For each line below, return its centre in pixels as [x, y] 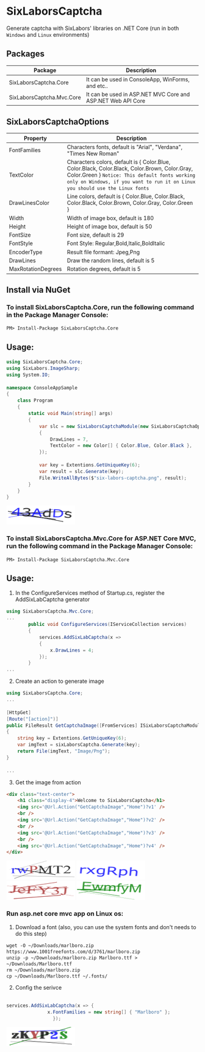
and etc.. [97, 86]
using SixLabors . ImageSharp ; [43, 368]
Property [36, 138]
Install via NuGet [38, 289]
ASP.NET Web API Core [116, 101]
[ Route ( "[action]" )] [33, 719]
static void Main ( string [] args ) [71, 414]
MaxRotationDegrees [35, 269]
